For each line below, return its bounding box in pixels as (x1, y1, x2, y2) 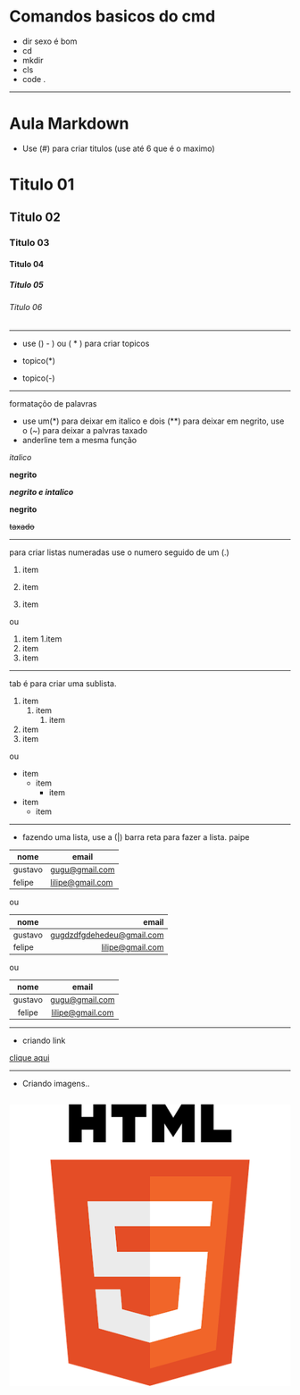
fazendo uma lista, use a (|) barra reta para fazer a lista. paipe (21, 831, 250, 842)
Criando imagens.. (21, 1079, 90, 1089)
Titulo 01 (9, 174, 75, 195)
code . (21, 73, 46, 84)
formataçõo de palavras (9, 398, 97, 408)
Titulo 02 (9, 210, 61, 225)
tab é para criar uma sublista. (9, 677, 117, 689)
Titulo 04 (9, 258, 45, 269)
